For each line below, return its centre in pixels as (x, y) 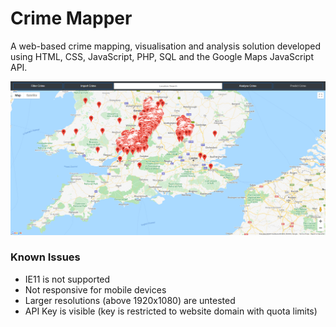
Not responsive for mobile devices (95, 289)
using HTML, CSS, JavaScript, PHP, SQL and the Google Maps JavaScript (162, 56)
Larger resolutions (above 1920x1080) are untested (130, 300)
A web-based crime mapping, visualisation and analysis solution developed (166, 46)
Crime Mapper (71, 18)
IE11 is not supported (67, 279)
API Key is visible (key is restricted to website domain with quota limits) (171, 311)
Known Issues (45, 257)
